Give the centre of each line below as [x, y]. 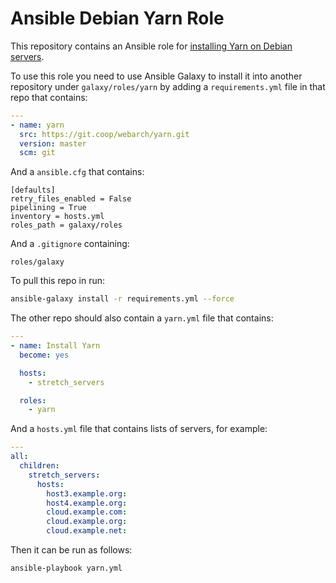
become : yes [44, 355]
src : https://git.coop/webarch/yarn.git [104, 134]
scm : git [37, 153]
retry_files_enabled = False [71, 199]
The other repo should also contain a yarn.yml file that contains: [142, 318]
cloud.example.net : [87, 531]
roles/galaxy [37, 262]
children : [39, 466]
